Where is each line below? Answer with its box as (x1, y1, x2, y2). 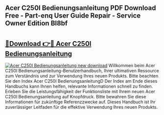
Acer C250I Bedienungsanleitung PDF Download (5, 4, 156, 12)
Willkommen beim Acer (108, 63, 155, 68)
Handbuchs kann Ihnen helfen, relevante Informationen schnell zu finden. (5, 83, 153, 89)
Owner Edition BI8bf (5, 19, 68, 27)
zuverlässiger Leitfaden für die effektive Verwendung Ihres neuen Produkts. (5, 104, 158, 110)
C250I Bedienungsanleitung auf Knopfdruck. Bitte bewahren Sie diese (5, 94, 146, 99)
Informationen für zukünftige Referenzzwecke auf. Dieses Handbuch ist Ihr (5, 99, 156, 105)
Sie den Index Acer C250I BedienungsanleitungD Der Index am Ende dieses (5, 78, 158, 84)
